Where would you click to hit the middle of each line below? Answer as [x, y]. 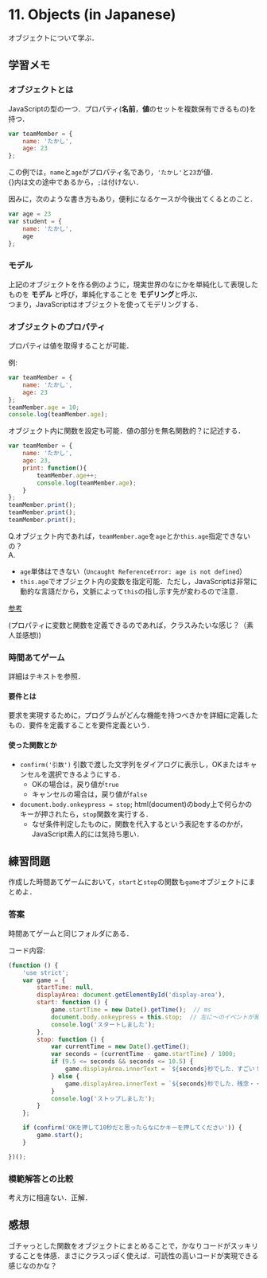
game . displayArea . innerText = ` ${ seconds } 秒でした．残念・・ [163, 1084]
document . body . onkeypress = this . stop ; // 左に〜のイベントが [152, 1017]
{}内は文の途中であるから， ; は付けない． [75, 182]
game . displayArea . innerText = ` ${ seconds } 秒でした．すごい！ [163, 1069]
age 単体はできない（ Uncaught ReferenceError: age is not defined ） [133, 571]
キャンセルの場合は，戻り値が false [89, 794]
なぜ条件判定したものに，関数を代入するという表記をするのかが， [139, 824]
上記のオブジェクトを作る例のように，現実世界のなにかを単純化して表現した [133, 284]
